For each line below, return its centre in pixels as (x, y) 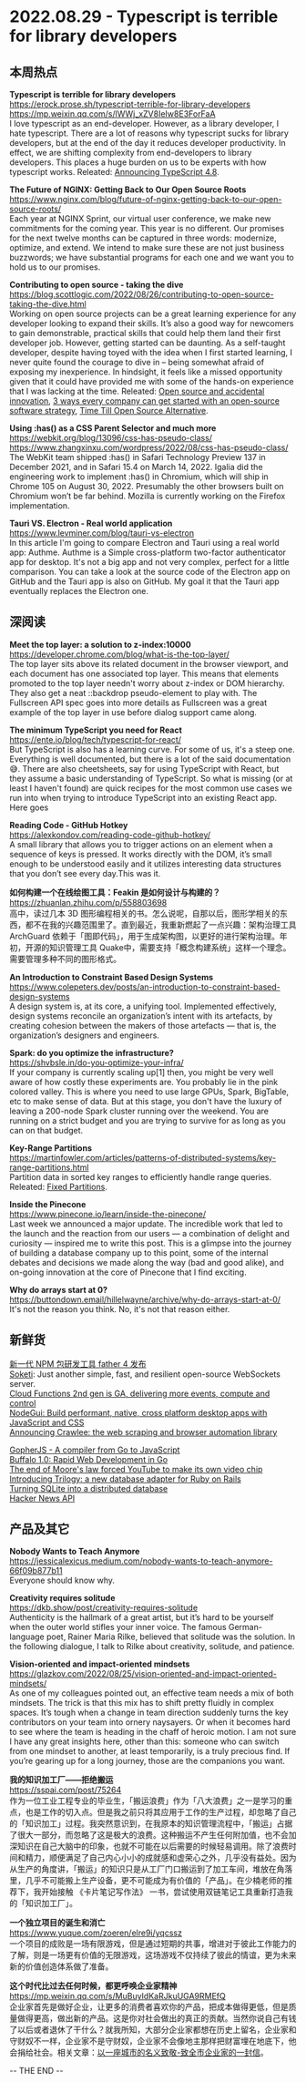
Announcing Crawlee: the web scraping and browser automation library (143, 1431)
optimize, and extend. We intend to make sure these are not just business (147, 247)
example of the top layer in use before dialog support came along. (133, 712)
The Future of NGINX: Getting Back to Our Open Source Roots (128, 190)
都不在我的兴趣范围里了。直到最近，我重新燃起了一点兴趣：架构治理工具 (161, 924)
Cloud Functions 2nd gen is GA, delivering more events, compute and (140, 1393)
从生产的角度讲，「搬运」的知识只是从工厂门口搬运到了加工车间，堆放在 (143, 1869)
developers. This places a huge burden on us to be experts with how (138, 162)
